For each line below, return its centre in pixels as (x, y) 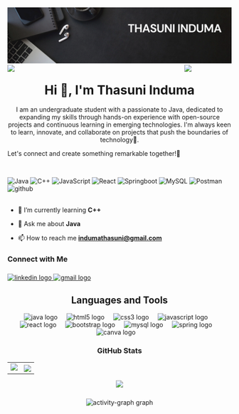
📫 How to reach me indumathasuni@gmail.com (90, 238)
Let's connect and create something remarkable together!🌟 (94, 154)
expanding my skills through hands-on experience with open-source (119, 117)
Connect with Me (38, 259)
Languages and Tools (119, 300)
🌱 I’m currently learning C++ (59, 210)
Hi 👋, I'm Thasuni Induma (119, 90)
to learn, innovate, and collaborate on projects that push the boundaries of (119, 132)
